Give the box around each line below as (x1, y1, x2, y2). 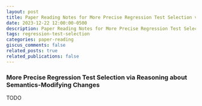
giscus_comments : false (6, 43, 66, 49)
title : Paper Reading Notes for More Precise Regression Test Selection (6, 14, 192, 20)
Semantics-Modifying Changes (6, 80, 100, 89)
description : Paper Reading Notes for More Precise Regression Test (6, 25, 182, 32)
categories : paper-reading (6, 37, 74, 43)
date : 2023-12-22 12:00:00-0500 (6, 20, 87, 26)
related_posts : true (6, 48, 58, 54)
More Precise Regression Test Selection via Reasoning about (6, 73, 188, 81)
